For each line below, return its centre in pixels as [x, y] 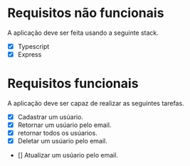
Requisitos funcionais [73, 84]
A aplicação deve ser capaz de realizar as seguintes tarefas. [96, 103]
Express [30, 54]
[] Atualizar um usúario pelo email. [68, 155]
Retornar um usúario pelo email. [64, 125]
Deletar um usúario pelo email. [63, 141]
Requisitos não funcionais [86, 13]
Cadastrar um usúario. [51, 117]
